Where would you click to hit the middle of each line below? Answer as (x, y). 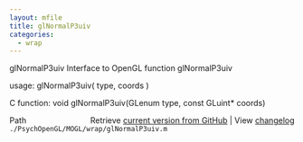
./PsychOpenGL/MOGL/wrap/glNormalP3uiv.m (89, 129)
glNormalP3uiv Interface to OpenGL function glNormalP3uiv (121, 68)
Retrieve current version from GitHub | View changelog (192, 120)
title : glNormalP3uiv (50, 26)
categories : (32, 34)
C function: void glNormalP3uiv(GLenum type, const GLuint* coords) (137, 103)
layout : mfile (36, 18)
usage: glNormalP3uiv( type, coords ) (79, 85)
